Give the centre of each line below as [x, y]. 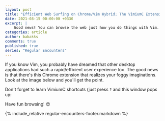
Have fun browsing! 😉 [28, 104]
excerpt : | [16, 23]
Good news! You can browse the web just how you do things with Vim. [87, 28]
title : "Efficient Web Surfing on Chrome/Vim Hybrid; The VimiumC [74, 14]
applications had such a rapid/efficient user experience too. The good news [82, 69]
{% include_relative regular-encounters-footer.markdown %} [67, 113]
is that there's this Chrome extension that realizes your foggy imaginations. [81, 75]
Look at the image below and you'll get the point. [55, 80]
